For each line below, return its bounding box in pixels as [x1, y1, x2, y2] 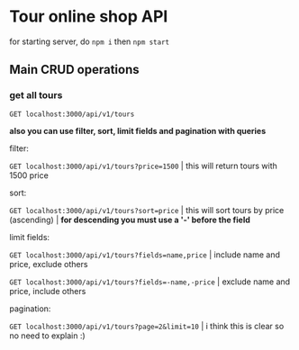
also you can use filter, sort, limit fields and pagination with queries [9, 125, 267, 136]
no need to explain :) [9, 330, 86, 341]
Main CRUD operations [9, 62, 140, 77]
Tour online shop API [9, 6, 168, 27]
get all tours [9, 89, 63, 102]
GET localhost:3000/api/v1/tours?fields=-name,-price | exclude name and [9, 276, 291, 287]
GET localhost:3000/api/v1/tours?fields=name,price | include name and [9, 249, 281, 260]
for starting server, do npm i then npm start [9, 36, 170, 47]
